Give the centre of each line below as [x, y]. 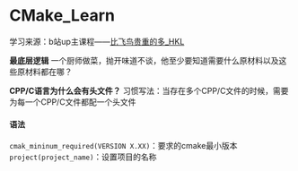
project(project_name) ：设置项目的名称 [83, 157]
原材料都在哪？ [44, 72]
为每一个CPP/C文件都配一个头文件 [73, 102]
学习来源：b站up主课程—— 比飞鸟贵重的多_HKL [97, 41]
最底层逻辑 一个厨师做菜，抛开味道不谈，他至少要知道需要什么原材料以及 [144, 60]
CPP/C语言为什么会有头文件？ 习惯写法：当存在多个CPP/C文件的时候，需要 [149, 90]
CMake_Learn [62, 16]
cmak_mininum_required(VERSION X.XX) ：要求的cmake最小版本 [123, 146]
